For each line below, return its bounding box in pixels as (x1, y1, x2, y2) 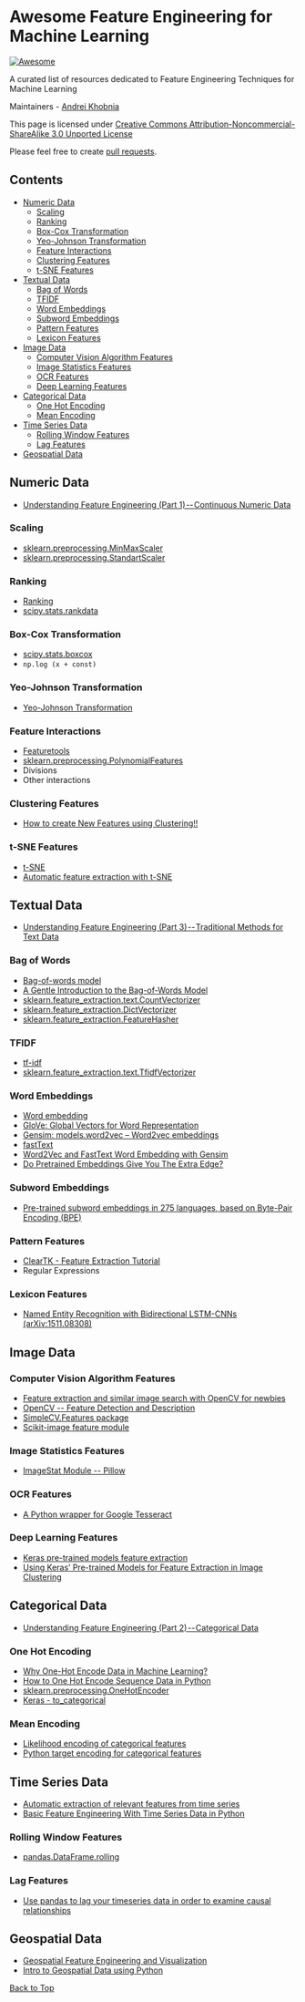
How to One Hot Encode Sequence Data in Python (22, 1675, 211, 1686)
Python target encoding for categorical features (22, 1748, 202, 1759)
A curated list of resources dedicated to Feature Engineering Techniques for (9, 73, 295, 84)
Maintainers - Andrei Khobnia (9, 100, 120, 111)
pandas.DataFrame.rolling (22, 1852, 120, 1863)
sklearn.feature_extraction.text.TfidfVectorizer (22, 1067, 197, 1078)
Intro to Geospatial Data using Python (22, 1965, 164, 1976)
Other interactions (22, 775, 91, 786)
